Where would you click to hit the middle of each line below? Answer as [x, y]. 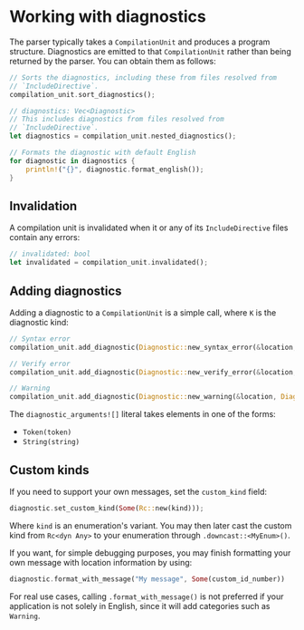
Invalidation [43, 206]
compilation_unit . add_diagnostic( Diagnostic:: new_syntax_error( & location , [153, 347]
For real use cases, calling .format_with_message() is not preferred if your [147, 596]
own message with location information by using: [101, 562]
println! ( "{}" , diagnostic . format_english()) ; [115, 170]
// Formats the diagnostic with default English [103, 153]
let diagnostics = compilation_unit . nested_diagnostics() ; [123, 136]
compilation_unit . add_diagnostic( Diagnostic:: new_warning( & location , [143, 397]
